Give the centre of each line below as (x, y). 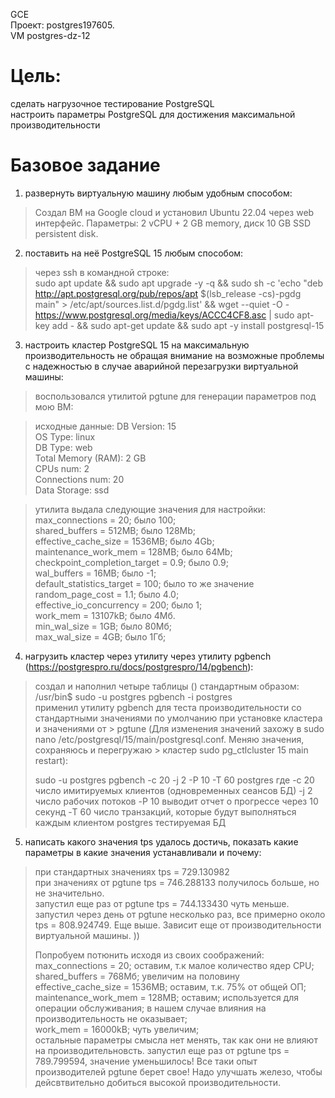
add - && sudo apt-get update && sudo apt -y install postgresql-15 (188, 325)
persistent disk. (66, 233)
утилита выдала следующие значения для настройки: (150, 509)
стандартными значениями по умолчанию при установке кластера (178, 718)
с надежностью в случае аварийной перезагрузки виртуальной (161, 366)
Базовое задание (85, 165)
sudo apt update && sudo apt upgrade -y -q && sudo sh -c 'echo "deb (178, 283)
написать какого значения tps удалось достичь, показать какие (161, 841)
